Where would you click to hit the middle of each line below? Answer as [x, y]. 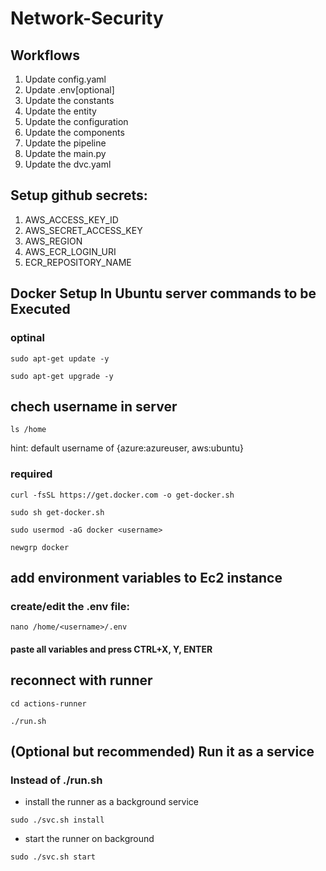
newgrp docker [40, 547]
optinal [27, 338]
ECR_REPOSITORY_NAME [78, 262]
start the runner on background [89, 839]
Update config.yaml [65, 79]
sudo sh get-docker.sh [57, 512]
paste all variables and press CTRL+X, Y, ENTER [111, 649]
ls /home [28, 430]
